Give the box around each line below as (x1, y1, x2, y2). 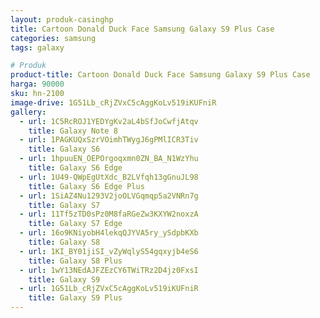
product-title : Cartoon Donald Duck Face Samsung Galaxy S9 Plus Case (10, 70, 311, 80)
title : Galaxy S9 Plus (28, 293, 123, 303)
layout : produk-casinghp (10, 14, 114, 25)
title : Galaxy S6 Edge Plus (28, 181, 145, 191)
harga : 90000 (10, 79, 65, 90)
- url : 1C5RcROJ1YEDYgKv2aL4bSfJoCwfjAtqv (19, 116, 199, 126)
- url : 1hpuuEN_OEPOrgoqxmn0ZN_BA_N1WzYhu (19, 154, 199, 164)
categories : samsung (10, 33, 97, 43)
